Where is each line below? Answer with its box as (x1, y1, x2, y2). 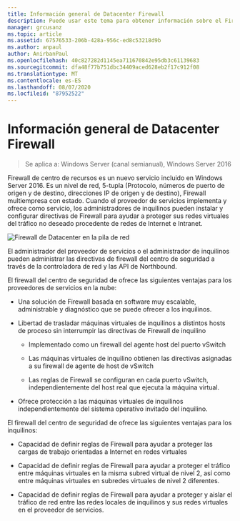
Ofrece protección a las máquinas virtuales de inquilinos (17, 397, 184, 406)
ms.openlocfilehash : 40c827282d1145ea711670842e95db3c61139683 (7, 57, 200, 64)
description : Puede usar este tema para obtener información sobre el (7, 17, 222, 24)
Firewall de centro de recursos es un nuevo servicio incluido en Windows (7, 174, 223, 182)
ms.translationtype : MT (7, 70, 79, 77)
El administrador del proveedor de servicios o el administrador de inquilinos (7, 247, 230, 256)
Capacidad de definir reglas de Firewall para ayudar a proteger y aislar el (17, 490, 233, 499)
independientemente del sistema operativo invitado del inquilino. (17, 405, 209, 413)
